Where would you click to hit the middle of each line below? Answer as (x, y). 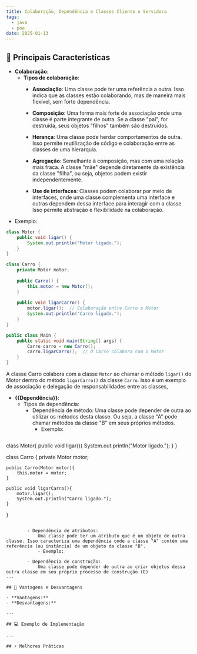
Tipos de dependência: (51, 404)
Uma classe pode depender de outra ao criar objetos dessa (111, 567)
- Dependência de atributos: (63, 531)
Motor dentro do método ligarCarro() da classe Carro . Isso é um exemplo (96, 380)
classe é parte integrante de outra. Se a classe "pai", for (100, 119)
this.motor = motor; (42, 473)
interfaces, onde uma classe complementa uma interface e (103, 197)
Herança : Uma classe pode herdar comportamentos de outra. (107, 137)
